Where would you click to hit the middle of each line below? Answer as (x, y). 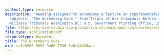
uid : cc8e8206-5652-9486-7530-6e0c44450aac (50, 46)
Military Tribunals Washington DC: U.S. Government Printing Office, (82, 23)
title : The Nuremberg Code (32, 41)
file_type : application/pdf (34, 32)
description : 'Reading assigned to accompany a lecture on (66, 14)
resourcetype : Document (29, 37)
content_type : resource (29, 9)
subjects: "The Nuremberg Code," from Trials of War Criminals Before (83, 19)
